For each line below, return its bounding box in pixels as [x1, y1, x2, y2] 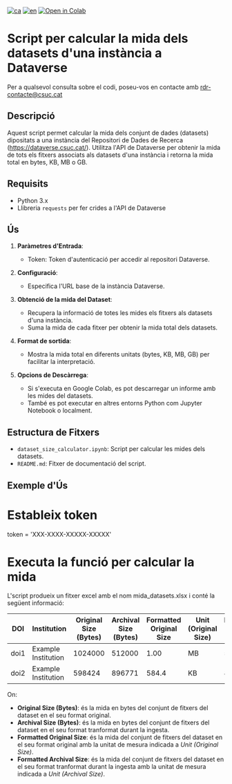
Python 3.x [17, 196, 48, 204]
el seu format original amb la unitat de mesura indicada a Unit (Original [17, 740, 219, 749]
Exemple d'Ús [7, 479, 68, 491]
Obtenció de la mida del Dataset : [17, 296, 113, 304]
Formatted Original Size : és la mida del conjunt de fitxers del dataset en [17, 733, 223, 742]
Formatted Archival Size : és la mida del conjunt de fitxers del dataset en [17, 755, 224, 763]
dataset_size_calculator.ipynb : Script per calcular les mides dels [17, 445, 206, 453]
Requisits [7, 178, 48, 190]
